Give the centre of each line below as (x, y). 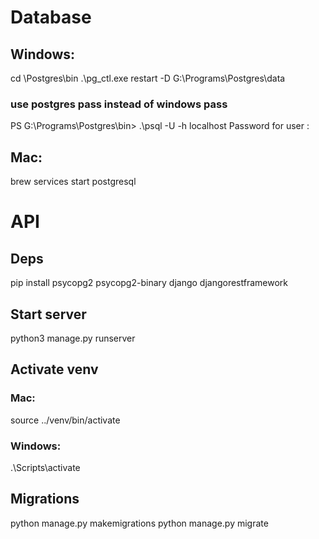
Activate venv (54, 369)
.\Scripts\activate (45, 467)
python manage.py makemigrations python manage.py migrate (139, 523)
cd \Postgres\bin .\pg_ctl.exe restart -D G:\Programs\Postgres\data (148, 78)
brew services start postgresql (73, 182)
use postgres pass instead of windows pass (119, 104)
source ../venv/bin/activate (65, 420)
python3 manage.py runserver (73, 338)
